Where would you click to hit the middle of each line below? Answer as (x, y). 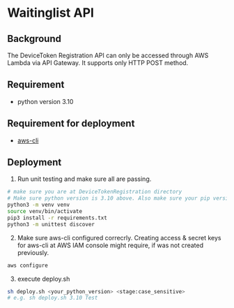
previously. (33, 252)
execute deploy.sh (44, 279)
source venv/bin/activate (45, 212)
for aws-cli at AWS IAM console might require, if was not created (110, 245)
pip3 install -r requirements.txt (57, 218)
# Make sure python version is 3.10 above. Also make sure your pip (109, 198)
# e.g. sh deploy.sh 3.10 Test (53, 298)
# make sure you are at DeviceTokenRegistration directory (95, 192)
